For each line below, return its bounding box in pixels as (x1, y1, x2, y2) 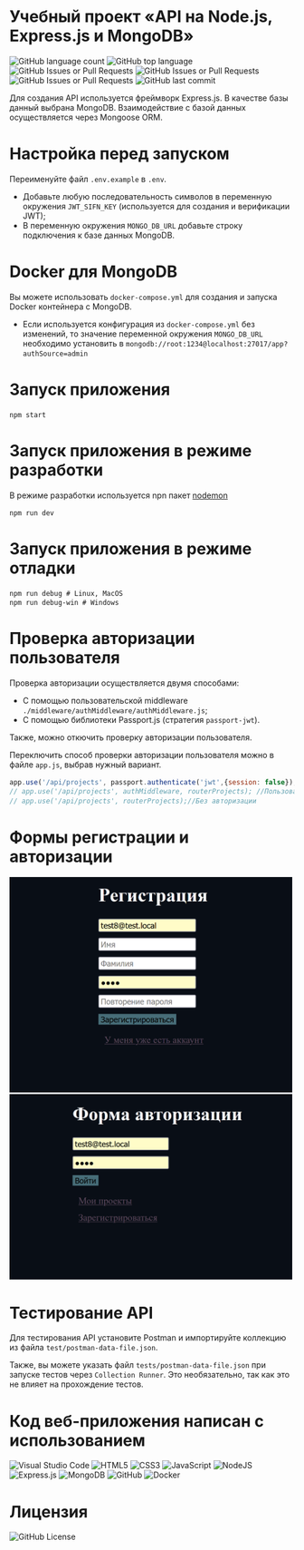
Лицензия (9, 1501, 89, 1522)
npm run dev (9, 508, 54, 518)
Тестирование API (9, 1302, 154, 1323)
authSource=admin (22, 349, 89, 358)
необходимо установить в (22, 337, 124, 348)
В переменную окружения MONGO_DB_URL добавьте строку (22, 219, 243, 230)
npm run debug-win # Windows (9, 598, 119, 607)
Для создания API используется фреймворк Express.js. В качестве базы (9, 93, 289, 103)
